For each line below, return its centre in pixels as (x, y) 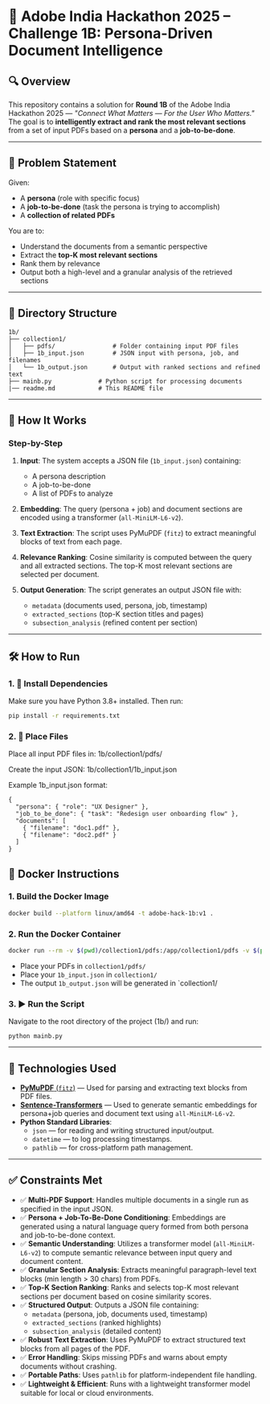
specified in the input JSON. (67, 1208)
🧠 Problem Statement (63, 163)
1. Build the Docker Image (59, 896)
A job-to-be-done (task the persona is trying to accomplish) (120, 206)
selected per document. (59, 574)
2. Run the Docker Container (65, 934)
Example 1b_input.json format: (58, 785)
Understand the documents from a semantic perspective (114, 246)
